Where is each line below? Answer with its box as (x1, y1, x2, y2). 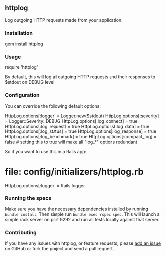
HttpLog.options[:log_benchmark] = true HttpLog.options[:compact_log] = (5, 133, 157, 139)
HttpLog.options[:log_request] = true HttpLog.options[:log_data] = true (5, 123, 150, 129)
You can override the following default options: (5, 103, 101, 109)
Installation (5, 29, 33, 36)
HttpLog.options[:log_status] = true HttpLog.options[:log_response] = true (5, 128, 157, 134)
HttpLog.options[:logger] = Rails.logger (5, 182, 85, 188)
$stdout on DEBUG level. (5, 79, 56, 85)
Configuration (5, 92, 40, 99)
